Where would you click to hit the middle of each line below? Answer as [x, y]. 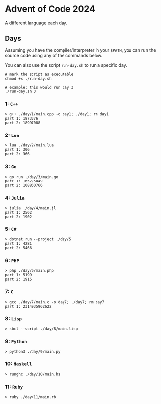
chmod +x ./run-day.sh [28, 78]
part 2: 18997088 [23, 123]
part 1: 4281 [18, 244]
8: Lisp [14, 318]
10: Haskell [18, 364]
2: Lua [12, 135]
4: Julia [15, 198]
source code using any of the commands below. [54, 55]
